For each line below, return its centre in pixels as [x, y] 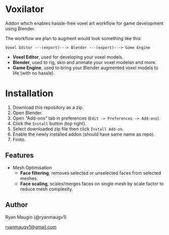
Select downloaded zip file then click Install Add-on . [68, 129]
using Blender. [20, 28]
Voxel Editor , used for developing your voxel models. [68, 57]
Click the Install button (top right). [49, 123]
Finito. [19, 139]
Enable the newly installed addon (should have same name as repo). [84, 134]
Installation [29, 94]
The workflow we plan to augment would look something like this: [74, 38]
